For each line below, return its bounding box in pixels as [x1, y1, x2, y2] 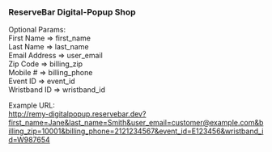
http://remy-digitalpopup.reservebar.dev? [8, 109, 147, 119]
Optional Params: [8, 25, 66, 35]
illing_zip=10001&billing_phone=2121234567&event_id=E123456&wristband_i [8, 126, 264, 136]
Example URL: [8, 100, 55, 111]
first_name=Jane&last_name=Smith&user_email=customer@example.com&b [8, 118, 264, 128]
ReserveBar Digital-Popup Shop [8, 6, 136, 18]
